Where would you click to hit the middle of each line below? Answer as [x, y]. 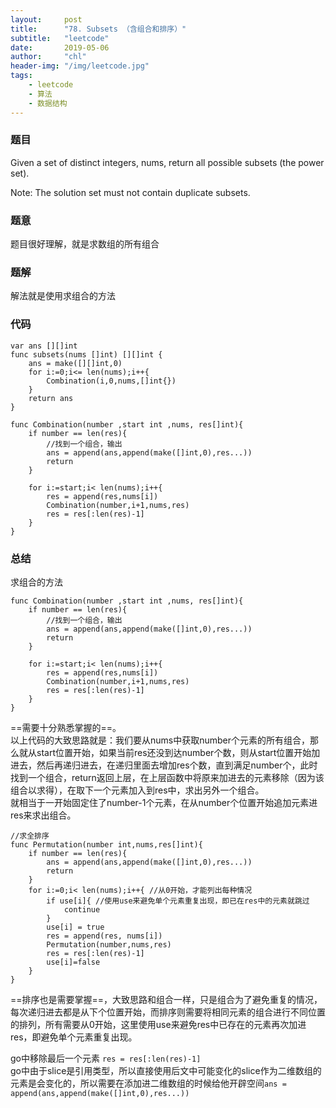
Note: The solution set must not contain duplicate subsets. [130, 192]
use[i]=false [73, 962]
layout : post [46, 19]
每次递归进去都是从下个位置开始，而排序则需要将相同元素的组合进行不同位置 [168, 1012]
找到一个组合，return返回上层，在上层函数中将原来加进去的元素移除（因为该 [167, 777]
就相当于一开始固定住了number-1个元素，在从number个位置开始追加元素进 [164, 802]
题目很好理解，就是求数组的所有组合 [85, 244]
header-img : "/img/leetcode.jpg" [80, 66]
